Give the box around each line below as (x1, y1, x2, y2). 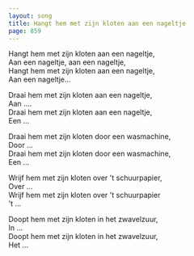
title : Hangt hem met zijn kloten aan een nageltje (8, 19, 186, 27)
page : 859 (8, 27, 42, 35)
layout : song (8, 11, 53, 20)
